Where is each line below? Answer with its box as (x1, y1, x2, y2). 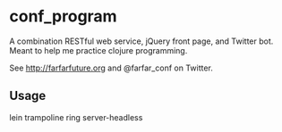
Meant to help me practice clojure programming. (9, 45, 188, 55)
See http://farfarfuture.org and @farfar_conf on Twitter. (9, 62, 213, 73)
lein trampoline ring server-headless (9, 111, 143, 122)
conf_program (9, 6, 118, 27)
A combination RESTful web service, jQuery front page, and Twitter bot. (9, 36, 274, 46)
